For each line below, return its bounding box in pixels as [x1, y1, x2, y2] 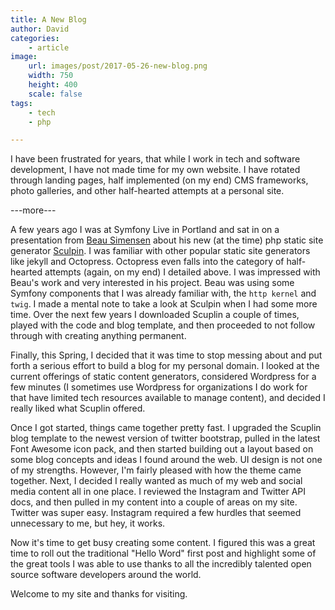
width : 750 [28, 71, 74, 81]
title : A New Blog [10, 14, 87, 25]
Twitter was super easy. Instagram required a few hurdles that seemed [10, 507, 302, 519]
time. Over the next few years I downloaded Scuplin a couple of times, [10, 309, 300, 321]
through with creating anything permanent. [10, 330, 187, 342]
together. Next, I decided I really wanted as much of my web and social [10, 475, 303, 487]
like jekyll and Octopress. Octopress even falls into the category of [10, 256, 285, 268]
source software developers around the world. [10, 569, 202, 581]
